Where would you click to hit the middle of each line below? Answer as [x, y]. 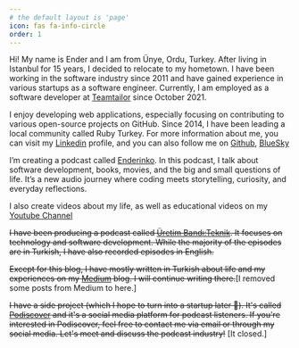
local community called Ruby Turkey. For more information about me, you [144, 134]
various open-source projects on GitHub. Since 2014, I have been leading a [147, 124]
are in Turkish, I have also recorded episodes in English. [112, 252]
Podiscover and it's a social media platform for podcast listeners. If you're [145, 315]
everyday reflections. [48, 189]
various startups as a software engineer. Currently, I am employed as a [139, 88]
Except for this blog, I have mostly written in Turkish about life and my [137, 269]
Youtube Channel [41, 216]
